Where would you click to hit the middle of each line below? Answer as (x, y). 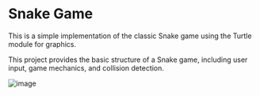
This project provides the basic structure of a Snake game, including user (128, 60)
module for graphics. (42, 44)
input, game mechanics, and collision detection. (86, 67)
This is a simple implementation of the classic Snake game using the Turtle (130, 36)
